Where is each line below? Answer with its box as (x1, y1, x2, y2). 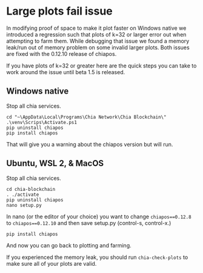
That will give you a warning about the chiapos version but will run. (6, 140, 173, 148)
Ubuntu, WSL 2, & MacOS (6, 158, 104, 168)
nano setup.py (6, 202, 42, 208)
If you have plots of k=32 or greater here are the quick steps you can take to (6, 62, 197, 69)
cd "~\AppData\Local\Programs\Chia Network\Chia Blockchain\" (6, 114, 167, 120)
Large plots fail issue (6, 4, 113, 18)
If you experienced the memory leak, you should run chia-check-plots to (6, 254, 188, 261)
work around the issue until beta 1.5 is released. (6, 68, 125, 75)
